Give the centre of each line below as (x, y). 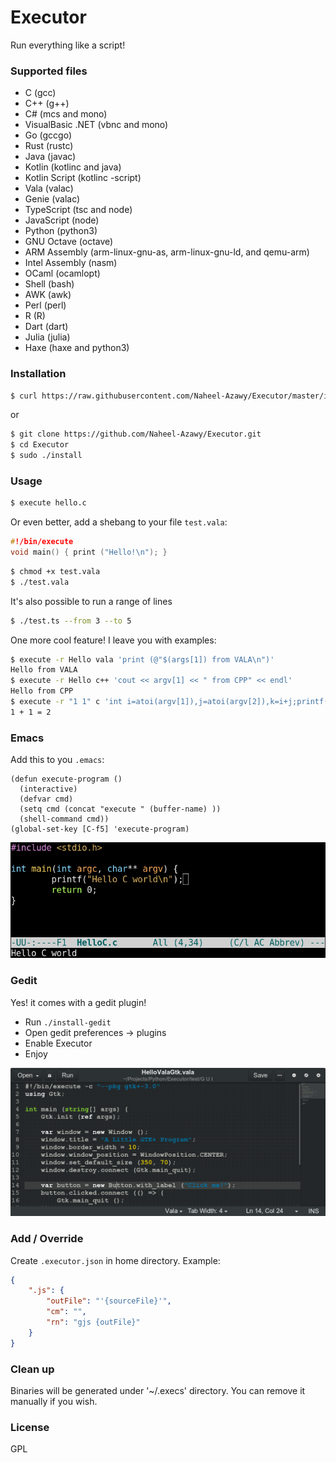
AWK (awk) (48, 295)
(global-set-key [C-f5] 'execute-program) (100, 829)
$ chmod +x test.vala (55, 571)
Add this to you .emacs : (57, 760)
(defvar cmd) (46, 799)
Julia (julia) (47, 337)
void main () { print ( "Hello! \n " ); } (89, 552)
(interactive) (48, 789)
